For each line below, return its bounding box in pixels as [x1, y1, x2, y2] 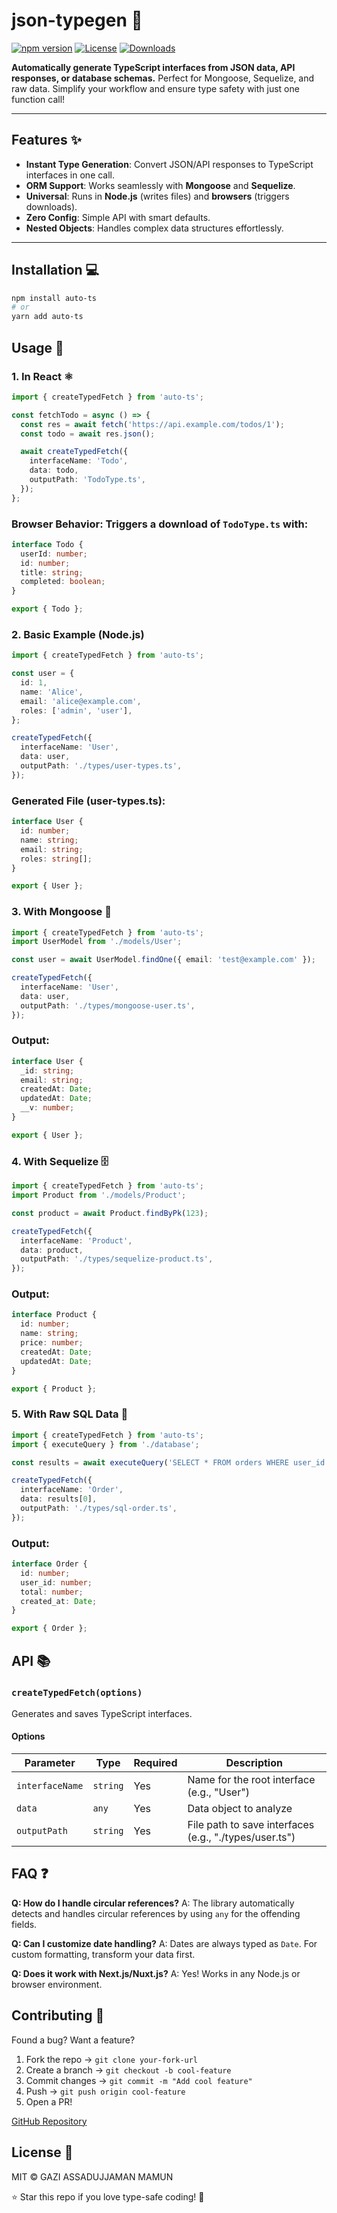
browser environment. [11, 1978, 103, 1990]
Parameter [24, 1756, 76, 1770]
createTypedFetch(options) [11, 1687, 143, 1699]
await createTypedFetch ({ [20, 447, 129, 457]
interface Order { [11, 1559, 88, 1569]
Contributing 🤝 [11, 2007, 105, 2024]
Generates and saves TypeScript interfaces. [11, 1707, 193, 1719]
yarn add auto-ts [11, 312, 84, 322]
